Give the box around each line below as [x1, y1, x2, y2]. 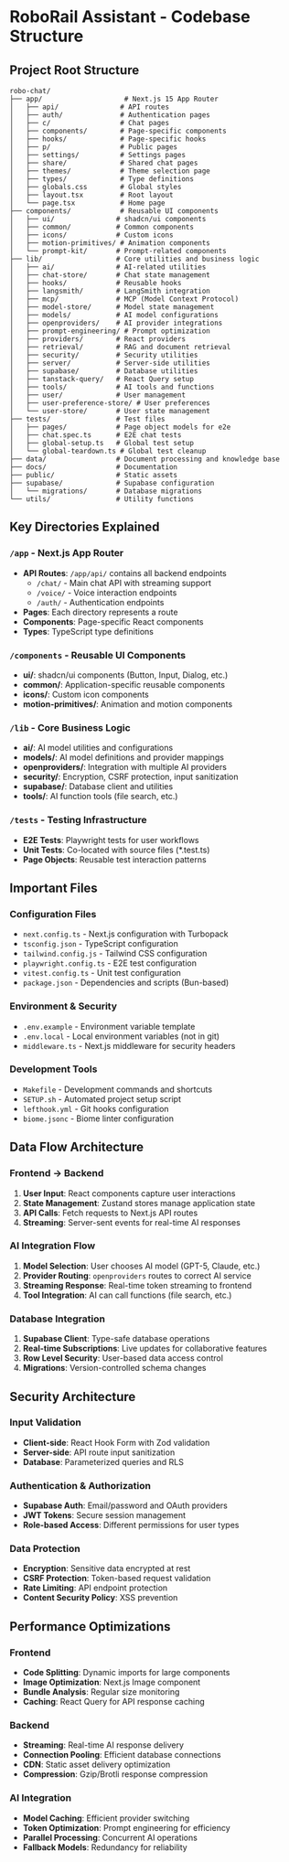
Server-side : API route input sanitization [22, 1447, 176, 1458]
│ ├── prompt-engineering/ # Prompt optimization [9, 326, 210, 336]
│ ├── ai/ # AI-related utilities [9, 262, 207, 272]
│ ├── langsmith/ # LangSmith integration [9, 286, 210, 295]
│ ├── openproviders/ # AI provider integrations [9, 318, 223, 327]
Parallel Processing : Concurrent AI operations [22, 1832, 198, 1843]
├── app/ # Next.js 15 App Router [9, 94, 219, 103]
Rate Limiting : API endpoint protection [22, 1582, 168, 1593]
